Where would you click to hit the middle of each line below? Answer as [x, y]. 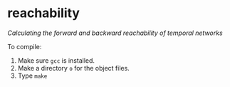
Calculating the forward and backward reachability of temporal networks [115, 33]
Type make [32, 76]
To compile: [25, 46]
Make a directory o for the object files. [73, 68]
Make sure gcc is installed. [56, 60]
